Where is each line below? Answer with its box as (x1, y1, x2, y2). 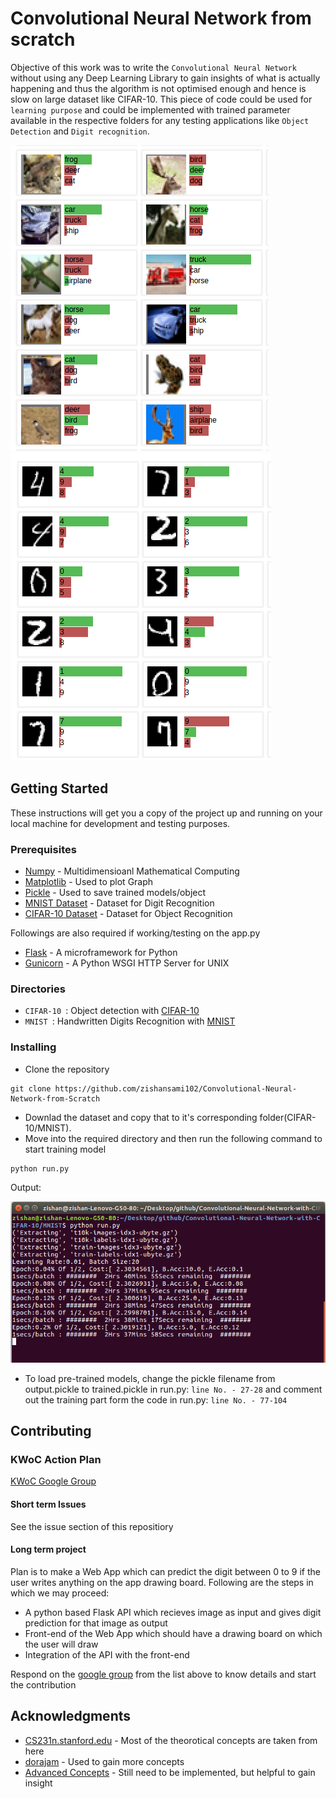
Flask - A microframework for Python (24, 947, 178, 959)
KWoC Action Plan (10, 1453, 102, 1467)
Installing (10, 1040, 57, 1054)
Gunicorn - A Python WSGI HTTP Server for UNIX (24, 957, 230, 969)
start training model (24, 1143, 107, 1155)
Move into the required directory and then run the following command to (24, 1132, 323, 1144)
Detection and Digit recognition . (10, 125, 150, 137)
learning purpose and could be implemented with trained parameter (10, 103, 291, 116)
